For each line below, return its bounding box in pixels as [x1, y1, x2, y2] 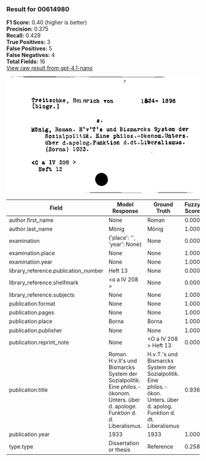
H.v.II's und [108, 357, 137, 364]
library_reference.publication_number [9, 267, 104, 275]
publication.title [9, 386, 48, 394]
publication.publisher [9, 327, 63, 334]
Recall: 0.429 [6, 32, 41, 39]
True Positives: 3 [6, 39, 51, 46]
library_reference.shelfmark [9, 279, 78, 286]
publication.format [9, 300, 55, 307]
